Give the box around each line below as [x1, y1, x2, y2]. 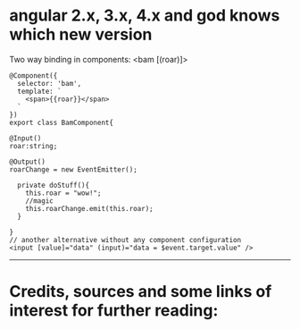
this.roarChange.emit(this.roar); [25, 204, 154, 213]
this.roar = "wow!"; [25, 189, 102, 198]
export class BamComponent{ [9, 118, 114, 127]
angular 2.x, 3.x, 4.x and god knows [9, 5, 280, 26]
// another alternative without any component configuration [9, 235, 242, 244]
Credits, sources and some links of [9, 282, 272, 302]
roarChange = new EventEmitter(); [9, 164, 138, 174]
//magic [25, 196, 54, 206]
